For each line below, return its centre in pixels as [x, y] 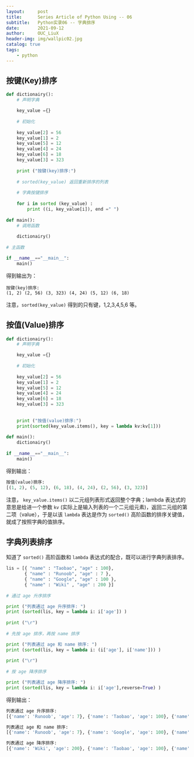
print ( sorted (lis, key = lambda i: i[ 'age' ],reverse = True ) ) [84, 688]
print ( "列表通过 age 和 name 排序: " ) [52, 644]
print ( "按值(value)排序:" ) [49, 421]
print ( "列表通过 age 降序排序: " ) [46, 683]
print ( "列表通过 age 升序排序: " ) [46, 606]
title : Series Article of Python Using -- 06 [69, 17]
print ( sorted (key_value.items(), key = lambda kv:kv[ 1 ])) [89, 426]
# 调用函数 [28, 225]
